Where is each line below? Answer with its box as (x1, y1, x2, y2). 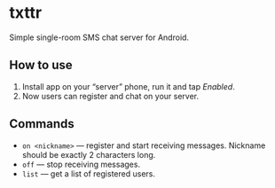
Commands (9, 116, 75, 131)
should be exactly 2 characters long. (21, 149, 156, 160)
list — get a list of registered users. (21, 168, 155, 179)
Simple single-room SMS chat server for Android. (9, 32, 189, 43)
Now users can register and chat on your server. (21, 90, 200, 101)
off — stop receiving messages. (21, 159, 140, 169)
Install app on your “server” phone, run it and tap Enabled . (21, 81, 235, 91)
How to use (9, 58, 73, 73)
